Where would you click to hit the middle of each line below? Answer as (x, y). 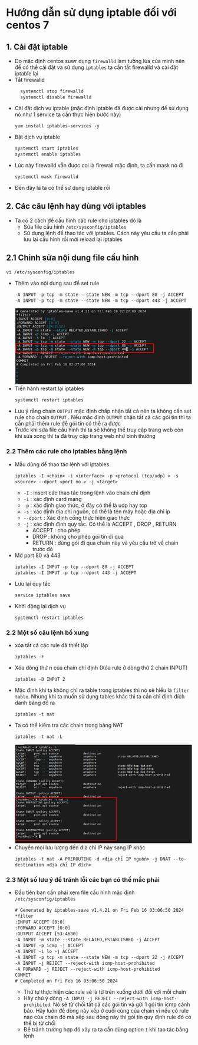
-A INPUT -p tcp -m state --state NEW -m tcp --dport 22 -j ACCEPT (99, 958)
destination (29, 865)
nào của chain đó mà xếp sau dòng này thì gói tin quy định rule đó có (107, 1017)
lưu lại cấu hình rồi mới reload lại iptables (73, 239)
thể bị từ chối (39, 1023)
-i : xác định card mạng (52, 499)
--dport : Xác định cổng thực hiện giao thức (77, 517)
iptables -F (29, 657)
